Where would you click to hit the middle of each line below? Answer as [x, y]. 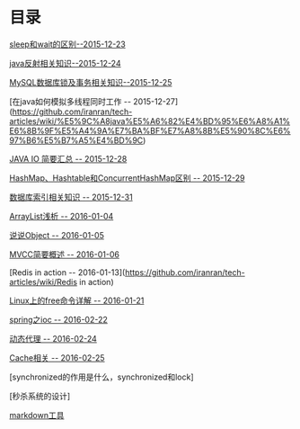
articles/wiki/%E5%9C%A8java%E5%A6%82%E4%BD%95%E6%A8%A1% [150, 121]
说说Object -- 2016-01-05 [57, 235]
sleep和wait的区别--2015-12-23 [67, 44]
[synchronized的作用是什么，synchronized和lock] [102, 377]
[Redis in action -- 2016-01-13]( [67, 272]
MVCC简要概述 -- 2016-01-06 [64, 254]
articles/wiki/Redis [44, 282]
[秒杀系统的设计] [40, 396]
